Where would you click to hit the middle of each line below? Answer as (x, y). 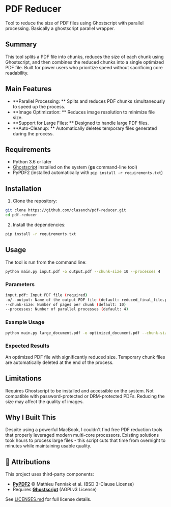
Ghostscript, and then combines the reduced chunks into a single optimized (85, 62)
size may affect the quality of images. (45, 401)
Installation (23, 189)
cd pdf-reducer (21, 215)
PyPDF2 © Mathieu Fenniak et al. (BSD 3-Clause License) (73, 484)
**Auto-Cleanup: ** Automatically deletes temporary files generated (85, 128)
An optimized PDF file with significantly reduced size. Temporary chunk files (85, 357)
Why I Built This (31, 417)
